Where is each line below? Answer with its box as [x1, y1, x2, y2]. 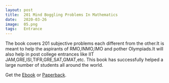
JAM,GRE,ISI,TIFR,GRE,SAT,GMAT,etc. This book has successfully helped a [5, 57, 164, 63]
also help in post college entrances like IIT [5, 51, 94, 58]
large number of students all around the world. [5, 62, 103, 68]
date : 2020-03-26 [5, 17, 47, 22]
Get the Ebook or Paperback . [5, 72, 67, 78]
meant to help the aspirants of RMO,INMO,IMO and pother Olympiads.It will [5, 46, 164, 52]
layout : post [5, 7, 33, 13]
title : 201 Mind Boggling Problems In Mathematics [5, 12, 118, 17]
